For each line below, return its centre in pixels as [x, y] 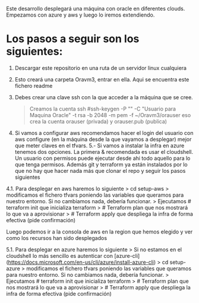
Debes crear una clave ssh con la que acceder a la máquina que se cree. [104, 97]
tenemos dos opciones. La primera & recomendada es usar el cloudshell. [104, 151]
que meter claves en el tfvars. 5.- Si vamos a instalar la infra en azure [99, 146]
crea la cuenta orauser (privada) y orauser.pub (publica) [98, 121]
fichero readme [34, 86]
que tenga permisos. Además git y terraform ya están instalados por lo [101, 164]
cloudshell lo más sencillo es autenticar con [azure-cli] [73, 255]
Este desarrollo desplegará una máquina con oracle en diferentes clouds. [96, 9]
